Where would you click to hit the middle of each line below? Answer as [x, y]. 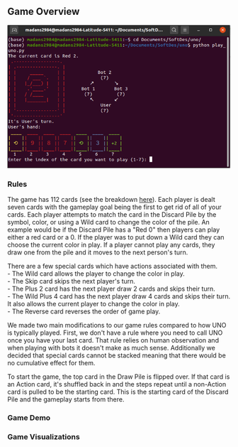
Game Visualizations [44, 437]
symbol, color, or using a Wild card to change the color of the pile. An [109, 222]
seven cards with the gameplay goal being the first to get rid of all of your [114, 207]
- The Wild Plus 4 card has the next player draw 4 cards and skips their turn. [119, 296]
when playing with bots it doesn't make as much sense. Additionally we [112, 348]
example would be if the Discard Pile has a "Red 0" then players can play [114, 230]
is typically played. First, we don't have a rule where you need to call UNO [115, 333]
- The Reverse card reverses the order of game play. [84, 311]
